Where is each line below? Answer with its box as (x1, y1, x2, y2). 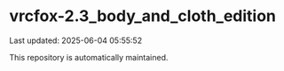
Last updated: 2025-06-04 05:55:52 (9, 35, 143, 46)
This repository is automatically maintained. (9, 52, 169, 62)
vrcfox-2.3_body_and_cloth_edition (9, 6, 277, 26)
